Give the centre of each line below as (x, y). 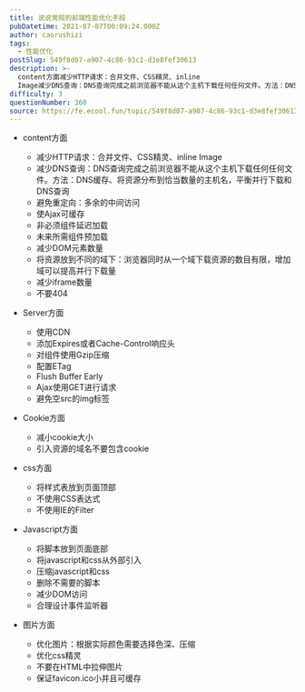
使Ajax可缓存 (60, 214)
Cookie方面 (44, 418)
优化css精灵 (59, 656)
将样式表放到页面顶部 (76, 487)
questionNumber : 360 (49, 102)
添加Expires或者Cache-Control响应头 (105, 344)
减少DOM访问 (62, 594)
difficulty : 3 (36, 94)
